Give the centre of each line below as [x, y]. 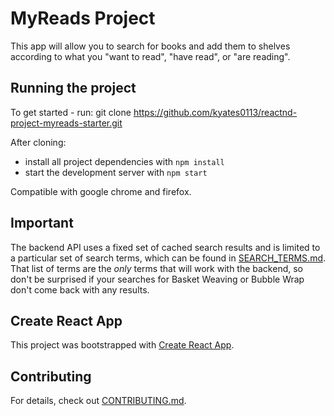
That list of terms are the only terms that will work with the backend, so [156, 268]
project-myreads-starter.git [66, 123]
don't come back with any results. [80, 289]
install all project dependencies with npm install [124, 161]
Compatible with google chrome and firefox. [101, 191]
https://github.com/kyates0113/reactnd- [215, 112]
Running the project [73, 88]
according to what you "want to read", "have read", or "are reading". [150, 56]
